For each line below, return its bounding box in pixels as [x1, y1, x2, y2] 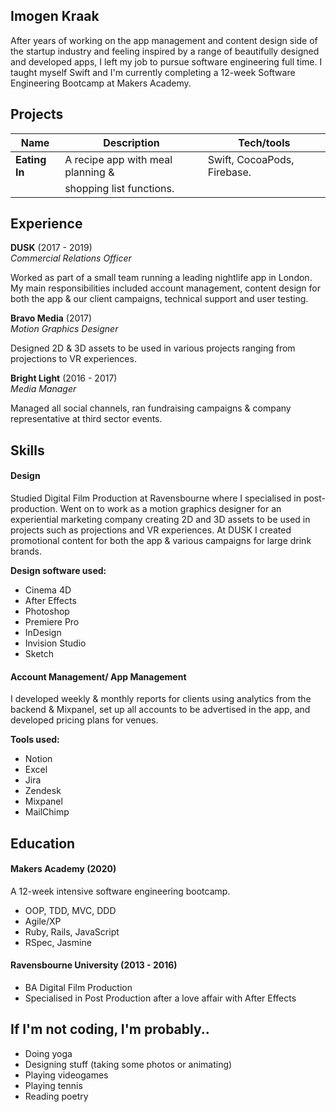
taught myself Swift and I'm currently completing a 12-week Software [10, 66, 296, 78]
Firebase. [207, 165, 252, 179]
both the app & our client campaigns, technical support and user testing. [10, 293, 309, 305]
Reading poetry [24, 1090, 89, 1102]
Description [103, 135, 160, 149]
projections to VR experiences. [10, 353, 137, 365]
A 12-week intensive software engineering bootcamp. [10, 885, 231, 897]
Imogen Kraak [10, 8, 100, 25]
